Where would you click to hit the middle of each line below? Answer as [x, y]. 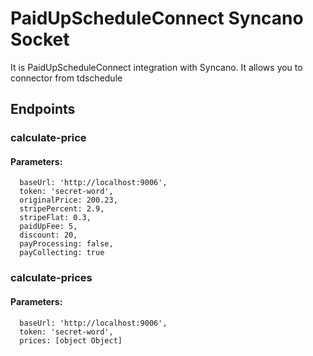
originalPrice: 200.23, [68, 200]
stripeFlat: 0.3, [55, 218]
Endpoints [43, 109]
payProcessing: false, [66, 244]
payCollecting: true [62, 253]
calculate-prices [51, 278]
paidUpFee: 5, [48, 227]
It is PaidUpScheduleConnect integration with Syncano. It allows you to [156, 67]
